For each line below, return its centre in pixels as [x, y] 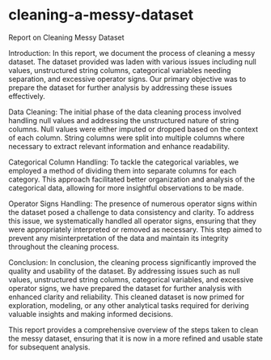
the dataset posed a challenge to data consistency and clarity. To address [131, 212]
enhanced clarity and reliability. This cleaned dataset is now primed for [127, 297]
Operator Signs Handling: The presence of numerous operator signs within [133, 204]
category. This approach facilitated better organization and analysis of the [132, 179]
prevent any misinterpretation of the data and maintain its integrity [119, 238]
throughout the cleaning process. [64, 246]
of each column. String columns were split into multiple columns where [127, 137]
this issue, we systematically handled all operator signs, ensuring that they [132, 221]
